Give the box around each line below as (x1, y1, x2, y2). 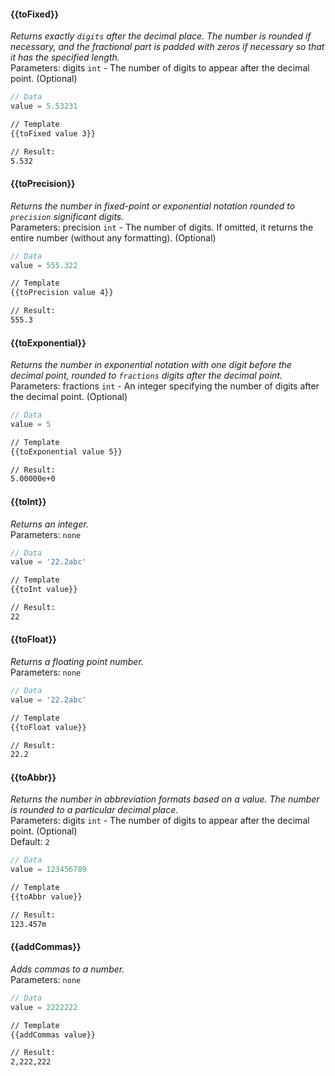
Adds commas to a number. (10, 963, 125, 975)
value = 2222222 (10, 1002, 78, 1012)
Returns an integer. (10, 518, 89, 530)
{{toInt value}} (10, 585, 78, 595)
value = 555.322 (10, 260, 78, 270)
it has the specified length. (10, 51, 120, 64)
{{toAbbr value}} (10, 892, 83, 902)
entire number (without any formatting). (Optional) (10, 231, 217, 244)
